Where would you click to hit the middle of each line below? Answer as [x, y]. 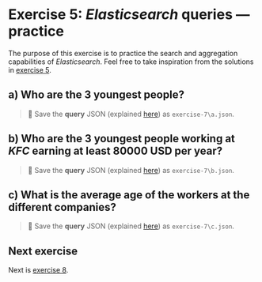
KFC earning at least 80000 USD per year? [116, 151]
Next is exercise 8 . [38, 270]
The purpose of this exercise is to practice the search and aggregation [123, 53]
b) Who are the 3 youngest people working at [122, 139]
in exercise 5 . [30, 70]
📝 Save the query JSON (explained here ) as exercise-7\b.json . [131, 170]
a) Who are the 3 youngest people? [96, 95]
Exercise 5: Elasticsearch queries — [129, 15]
